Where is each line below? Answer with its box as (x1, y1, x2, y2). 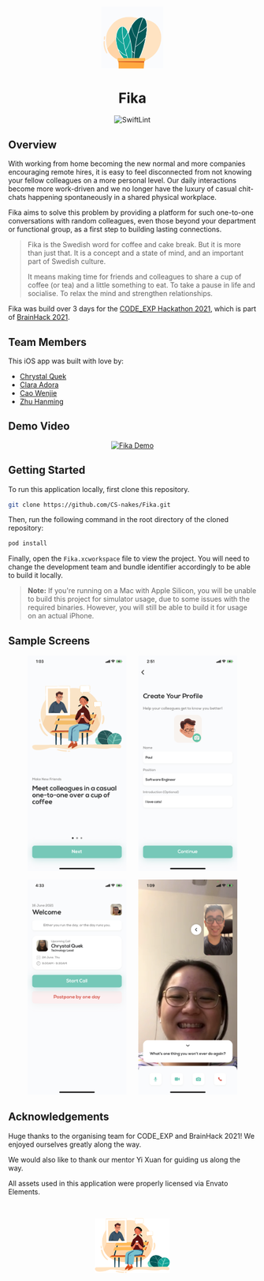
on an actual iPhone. (27, 611, 95, 621)
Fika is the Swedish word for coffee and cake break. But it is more (27, 240, 242, 250)
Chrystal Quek (19, 371, 67, 381)
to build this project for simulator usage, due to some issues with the (27, 595, 251, 604)
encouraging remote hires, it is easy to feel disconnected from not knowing (8, 167, 252, 177)
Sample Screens (8, 634, 91, 648)
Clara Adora (19, 380, 59, 389)
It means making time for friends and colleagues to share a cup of (27, 272, 242, 282)
